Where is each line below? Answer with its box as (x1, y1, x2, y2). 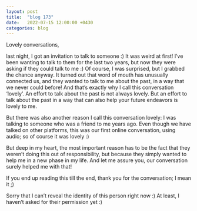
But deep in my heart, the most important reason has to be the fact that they (6, 144, 191, 151)
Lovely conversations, (6, 41, 59, 48)
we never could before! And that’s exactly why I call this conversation (6, 84, 174, 91)
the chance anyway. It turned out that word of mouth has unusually (6, 71, 169, 78)
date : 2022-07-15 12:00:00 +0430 (6, 19, 94, 25)
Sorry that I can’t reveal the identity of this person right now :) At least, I (6, 192, 179, 199)
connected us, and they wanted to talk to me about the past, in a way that (6, 78, 184, 85)
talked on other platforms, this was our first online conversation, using (6, 127, 176, 134)
